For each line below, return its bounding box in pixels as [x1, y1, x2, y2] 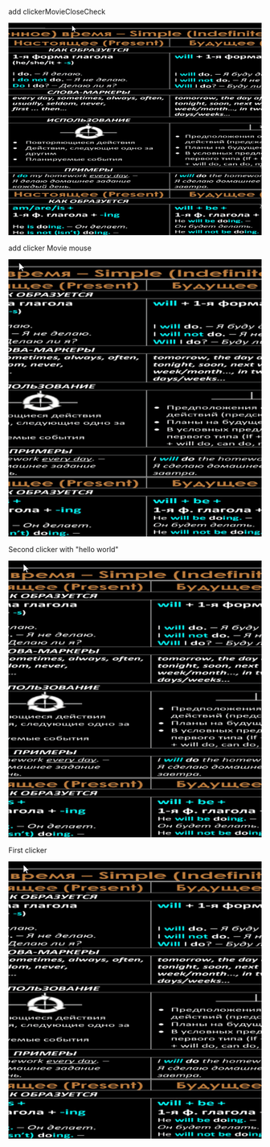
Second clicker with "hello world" [8, 544, 119, 554]
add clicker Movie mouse [8, 243, 92, 253]
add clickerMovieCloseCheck [8, 7, 106, 16]
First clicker [8, 845, 47, 856]
